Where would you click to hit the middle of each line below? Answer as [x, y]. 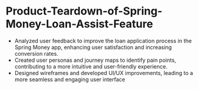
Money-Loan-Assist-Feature [79, 24]
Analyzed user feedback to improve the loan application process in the [103, 41]
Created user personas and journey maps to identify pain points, [95, 60]
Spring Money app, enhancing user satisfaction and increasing [93, 47]
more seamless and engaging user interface [70, 79]
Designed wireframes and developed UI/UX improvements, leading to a [104, 73]
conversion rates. [36, 53]
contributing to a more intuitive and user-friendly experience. [91, 66]
